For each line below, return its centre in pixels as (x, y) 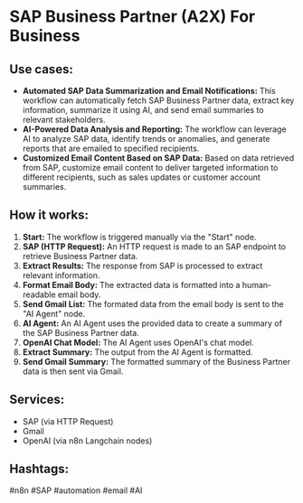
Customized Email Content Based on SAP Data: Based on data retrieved (158, 158)
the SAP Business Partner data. (81, 332)
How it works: (49, 215)
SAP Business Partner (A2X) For (133, 17)
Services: (37, 400)
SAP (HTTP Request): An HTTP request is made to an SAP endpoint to (154, 247)
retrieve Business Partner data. (80, 256)
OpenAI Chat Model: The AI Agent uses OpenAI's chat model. (138, 342)
